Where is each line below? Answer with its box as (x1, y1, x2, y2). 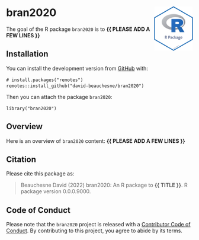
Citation (6, 154, 37, 164)
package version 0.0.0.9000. (20, 188, 91, 195)
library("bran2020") (6, 105, 57, 111)
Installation (6, 49, 49, 59)
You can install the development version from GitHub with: (6, 65, 148, 72)
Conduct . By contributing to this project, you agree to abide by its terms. (6, 227, 182, 234)
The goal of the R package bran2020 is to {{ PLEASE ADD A (6, 25, 150, 33)
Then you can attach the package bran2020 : (6, 93, 113, 100)
